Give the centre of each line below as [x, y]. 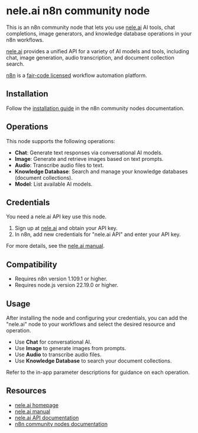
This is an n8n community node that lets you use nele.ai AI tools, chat [91, 27]
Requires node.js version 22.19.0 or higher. [66, 285]
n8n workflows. [25, 40]
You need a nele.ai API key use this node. [56, 217]
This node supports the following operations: [61, 141]
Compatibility [32, 264]
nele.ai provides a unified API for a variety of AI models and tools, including [98, 51]
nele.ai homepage [37, 405]
